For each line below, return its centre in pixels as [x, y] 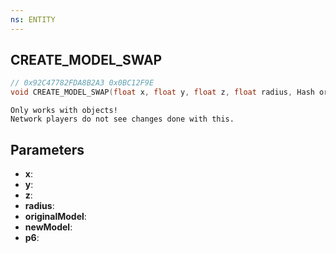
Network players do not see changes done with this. [122, 119]
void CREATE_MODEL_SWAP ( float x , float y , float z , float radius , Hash [162, 92]
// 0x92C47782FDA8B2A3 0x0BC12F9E [82, 83]
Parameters [47, 149]
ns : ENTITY [33, 19]
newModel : [48, 227]
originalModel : [55, 216]
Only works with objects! [64, 111]
